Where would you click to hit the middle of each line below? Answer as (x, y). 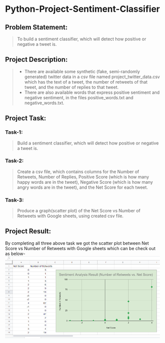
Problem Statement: (36, 27)
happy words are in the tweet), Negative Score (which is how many (85, 182)
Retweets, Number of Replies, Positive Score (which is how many (83, 177)
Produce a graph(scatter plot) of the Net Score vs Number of (79, 211)
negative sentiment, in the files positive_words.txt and (79, 97)
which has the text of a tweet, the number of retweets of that (86, 82)
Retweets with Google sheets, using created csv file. (70, 216)
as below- (15, 254)
